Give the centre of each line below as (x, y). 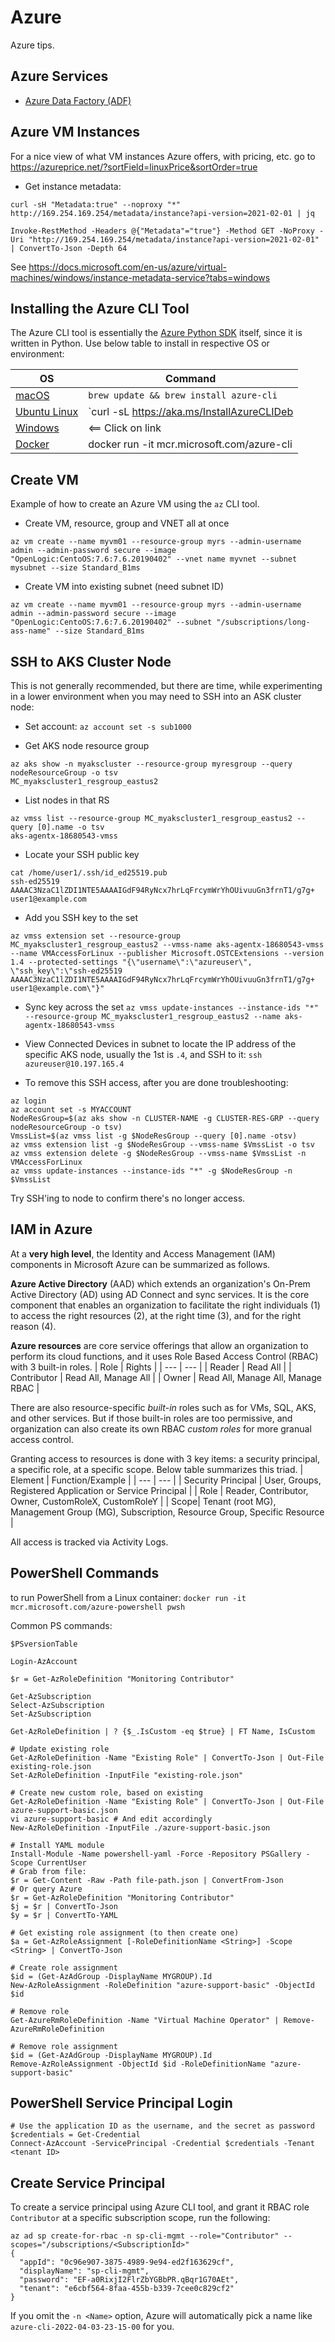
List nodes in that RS (67, 800)
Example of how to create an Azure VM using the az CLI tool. (135, 504)
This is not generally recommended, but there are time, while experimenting (166, 685)
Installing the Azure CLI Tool (100, 308)
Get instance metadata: (73, 186)
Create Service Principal (88, 2182)
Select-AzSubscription (57, 1705)
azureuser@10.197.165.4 (74, 1064)
